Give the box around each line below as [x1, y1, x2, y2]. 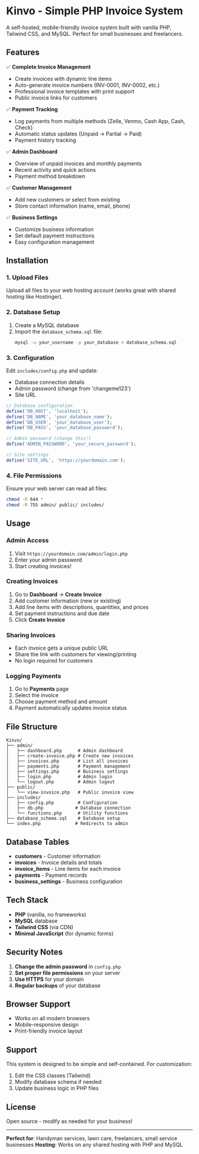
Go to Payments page [14, 685, 69, 692]
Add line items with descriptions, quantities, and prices [14, 603, 149, 610]
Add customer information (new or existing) [14, 597, 121, 604]
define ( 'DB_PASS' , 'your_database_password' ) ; [6, 425, 123, 431]
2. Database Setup [6, 308, 60, 316]
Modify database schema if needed [14, 1078, 102, 1086]
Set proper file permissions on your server [14, 969, 120, 976]
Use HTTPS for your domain [14, 976, 84, 983]
